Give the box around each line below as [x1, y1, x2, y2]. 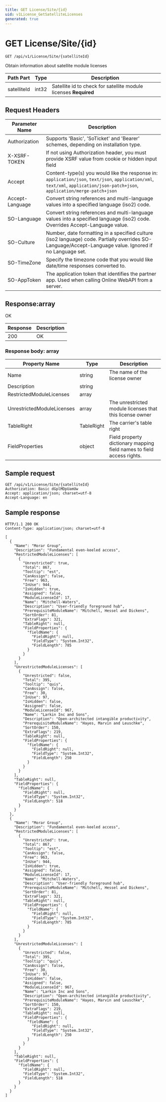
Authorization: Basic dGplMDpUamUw [5, 487, 79, 492]
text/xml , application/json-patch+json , [46, 182, 139, 189]
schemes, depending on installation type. [46, 141, 142, 148]
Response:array [5, 300, 55, 308]
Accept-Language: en [5, 495, 48, 500]
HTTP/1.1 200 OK [5, 521, 39, 527]
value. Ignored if [115, 242, 153, 249]
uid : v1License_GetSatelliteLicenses [5, 12, 83, 17]
